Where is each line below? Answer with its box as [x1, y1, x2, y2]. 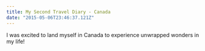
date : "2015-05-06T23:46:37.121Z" [6, 15, 95, 21]
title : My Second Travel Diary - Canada [6, 8, 111, 15]
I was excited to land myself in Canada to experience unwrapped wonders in [6, 31, 199, 38]
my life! [6, 38, 25, 45]
